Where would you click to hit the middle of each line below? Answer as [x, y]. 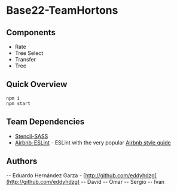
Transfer [25, 59]
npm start [19, 103]
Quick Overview [37, 84]
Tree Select [29, 53]
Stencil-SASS [31, 136]
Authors [22, 161]
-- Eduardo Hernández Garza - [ [46, 175]
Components [31, 33]
